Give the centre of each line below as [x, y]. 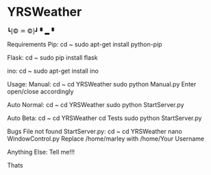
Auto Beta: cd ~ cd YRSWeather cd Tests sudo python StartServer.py [104, 118]
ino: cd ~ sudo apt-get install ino [53, 71]
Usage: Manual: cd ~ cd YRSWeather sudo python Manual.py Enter [102, 84]
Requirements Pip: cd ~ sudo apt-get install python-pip [85, 44]
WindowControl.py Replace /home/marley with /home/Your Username [105, 139]
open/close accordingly [40, 91]
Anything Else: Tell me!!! [41, 152]
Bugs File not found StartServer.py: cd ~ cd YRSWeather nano [95, 131]
